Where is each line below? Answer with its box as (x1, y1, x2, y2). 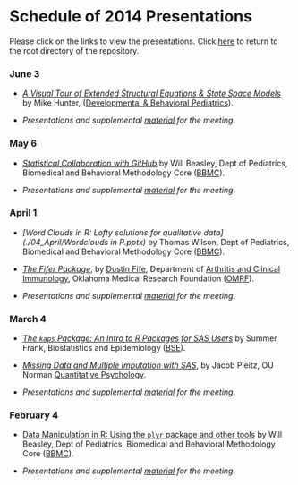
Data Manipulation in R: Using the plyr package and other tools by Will (21, 430, 283, 440)
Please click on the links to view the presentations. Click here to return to (9, 36, 278, 47)
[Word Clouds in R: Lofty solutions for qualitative (21, 226, 202, 238)
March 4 (9, 312, 47, 325)
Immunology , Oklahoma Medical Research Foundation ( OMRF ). (21, 273, 255, 284)
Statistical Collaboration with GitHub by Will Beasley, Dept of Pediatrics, (21, 157, 288, 168)
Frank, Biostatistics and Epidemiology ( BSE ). (21, 343, 186, 353)
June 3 (9, 67, 40, 80)
